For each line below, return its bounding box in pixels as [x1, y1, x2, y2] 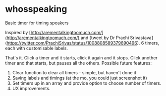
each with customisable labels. [5, 45, 68, 51]
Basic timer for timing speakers [5, 20, 69, 26]
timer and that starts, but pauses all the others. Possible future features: [5, 60, 152, 66]
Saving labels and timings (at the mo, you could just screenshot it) [12, 75, 147, 81]
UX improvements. [12, 85, 51, 91]
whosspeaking [5, 3, 67, 15]
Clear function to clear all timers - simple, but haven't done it [12, 69, 137, 75]
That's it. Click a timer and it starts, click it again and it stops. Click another [5, 54, 158, 60]
